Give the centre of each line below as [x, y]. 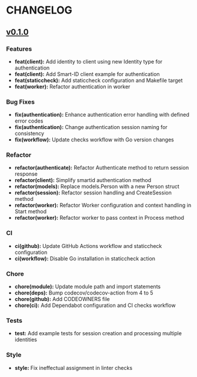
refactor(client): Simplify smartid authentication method [83, 180]
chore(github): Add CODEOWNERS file [62, 299]
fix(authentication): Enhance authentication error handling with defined [102, 115]
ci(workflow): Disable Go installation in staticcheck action [85, 258]
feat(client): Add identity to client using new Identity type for [89, 61]
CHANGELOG [39, 10]
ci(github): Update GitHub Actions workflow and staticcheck [88, 246]
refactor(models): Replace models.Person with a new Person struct [97, 187]
